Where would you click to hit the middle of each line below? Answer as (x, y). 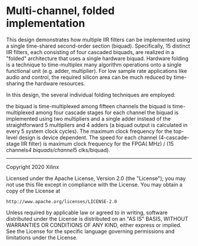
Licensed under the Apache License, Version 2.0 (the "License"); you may (96, 178)
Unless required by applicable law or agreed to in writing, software (87, 212)
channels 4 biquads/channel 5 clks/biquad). (58, 150)
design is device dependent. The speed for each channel (88, 137)
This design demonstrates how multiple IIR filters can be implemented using (98, 39)
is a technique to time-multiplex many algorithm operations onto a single (94, 64)
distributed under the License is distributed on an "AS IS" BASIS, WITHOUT (97, 218)
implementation (46, 23)
